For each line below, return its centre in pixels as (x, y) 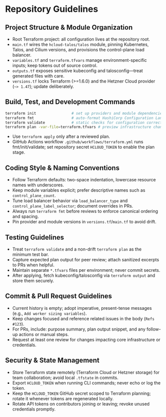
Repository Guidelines (52, 9)
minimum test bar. (31, 254)
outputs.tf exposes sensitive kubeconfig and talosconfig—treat (78, 71)
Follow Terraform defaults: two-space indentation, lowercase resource (84, 180)
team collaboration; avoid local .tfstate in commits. (65, 377)
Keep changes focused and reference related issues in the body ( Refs (83, 318)
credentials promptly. (34, 409)
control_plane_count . (34, 196)
